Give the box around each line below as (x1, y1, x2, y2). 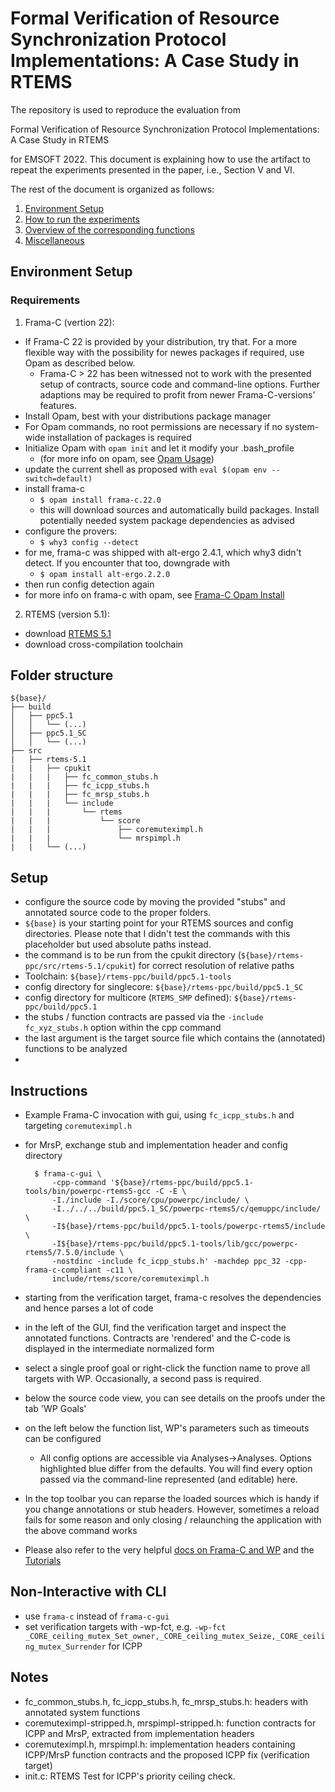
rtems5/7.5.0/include (24, 1248, 115, 1258)
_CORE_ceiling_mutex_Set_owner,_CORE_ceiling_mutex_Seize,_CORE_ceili (24, 1631, 326, 1641)
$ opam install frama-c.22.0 (39, 495, 162, 505)
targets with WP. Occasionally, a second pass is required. (24, 1373, 262, 1385)
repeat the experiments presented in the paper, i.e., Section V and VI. (10, 163, 295, 176)
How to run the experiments (24, 213, 140, 225)
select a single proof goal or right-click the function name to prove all (24, 1362, 311, 1374)
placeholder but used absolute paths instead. (24, 938, 212, 951)
